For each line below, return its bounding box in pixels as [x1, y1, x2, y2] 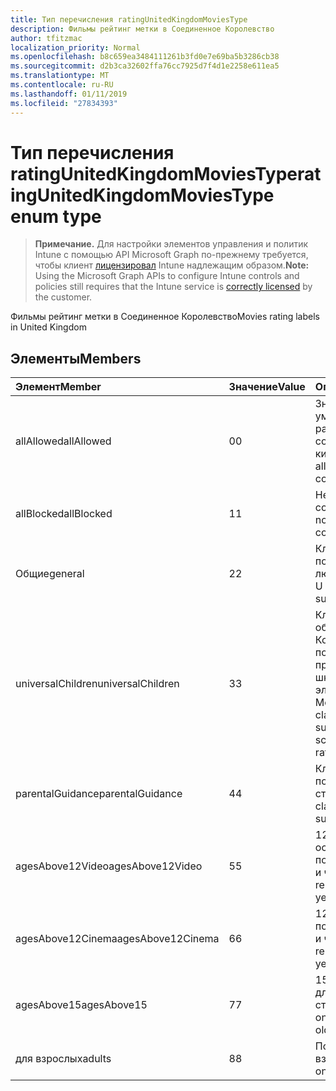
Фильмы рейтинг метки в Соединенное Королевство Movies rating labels [10, 311, 320, 323]
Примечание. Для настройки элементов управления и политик [34, 238, 309, 250]
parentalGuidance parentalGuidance [15, 787, 183, 801]
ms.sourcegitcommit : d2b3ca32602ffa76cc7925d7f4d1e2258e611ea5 [10, 61, 280, 71]
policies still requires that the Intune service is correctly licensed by [34, 281, 313, 293]
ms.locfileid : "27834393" [10, 98, 118, 108]
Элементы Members [10, 350, 142, 367]
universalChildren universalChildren [15, 677, 180, 691]
